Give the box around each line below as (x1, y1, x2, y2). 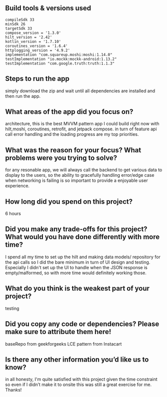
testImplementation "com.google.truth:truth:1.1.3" (5, 61, 115, 66)
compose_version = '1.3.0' (5, 30, 61, 35)
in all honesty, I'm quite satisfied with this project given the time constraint (5, 377, 158, 383)
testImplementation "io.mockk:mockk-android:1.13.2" (5, 56, 117, 61)
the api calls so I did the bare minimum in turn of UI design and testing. (5, 259, 151, 265)
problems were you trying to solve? (5, 153, 117, 162)
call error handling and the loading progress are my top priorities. (5, 131, 139, 137)
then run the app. (5, 93, 41, 99)
